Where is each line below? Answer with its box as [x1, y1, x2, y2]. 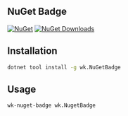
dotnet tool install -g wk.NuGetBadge [7, 64, 121, 71]
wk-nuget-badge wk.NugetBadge [7, 102, 96, 109]
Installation [7, 45, 58, 57]
